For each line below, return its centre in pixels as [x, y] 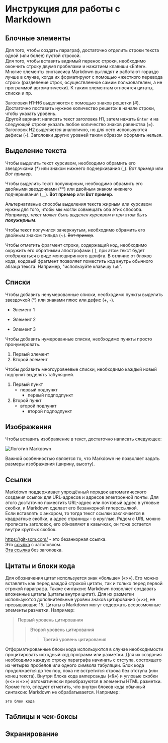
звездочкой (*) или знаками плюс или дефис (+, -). [60, 300]
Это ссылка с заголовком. [33, 545]
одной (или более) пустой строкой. [43, 55]
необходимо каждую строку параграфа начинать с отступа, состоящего [83, 660]
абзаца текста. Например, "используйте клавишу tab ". [64, 266]
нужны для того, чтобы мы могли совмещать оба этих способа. [74, 209]
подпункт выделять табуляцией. [40, 374]
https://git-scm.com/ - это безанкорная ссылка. [56, 539]
